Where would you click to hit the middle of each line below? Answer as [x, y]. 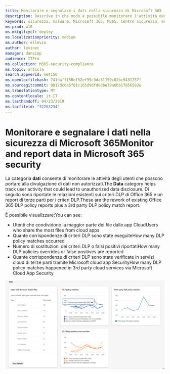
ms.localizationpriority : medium [40, 37]
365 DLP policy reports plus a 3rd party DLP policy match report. [73, 205]
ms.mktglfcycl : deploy [29, 32]
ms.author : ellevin [26, 43]
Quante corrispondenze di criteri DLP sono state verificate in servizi [83, 257]
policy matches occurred [38, 241]
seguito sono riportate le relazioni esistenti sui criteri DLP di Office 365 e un [84, 195]
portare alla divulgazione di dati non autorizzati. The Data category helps [80, 184]
